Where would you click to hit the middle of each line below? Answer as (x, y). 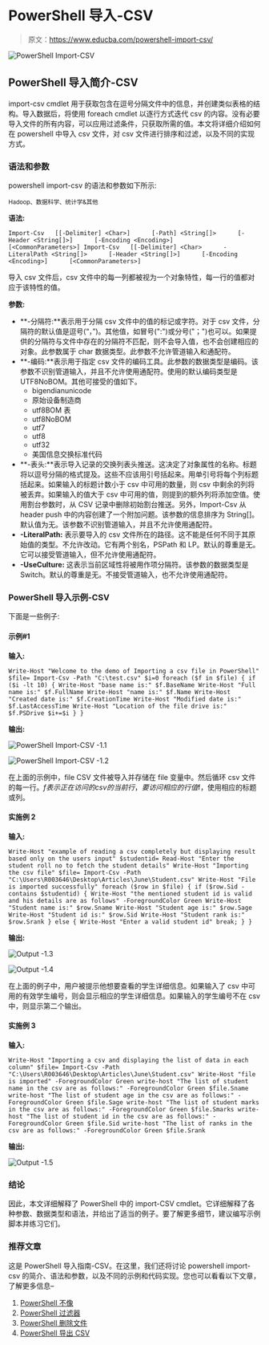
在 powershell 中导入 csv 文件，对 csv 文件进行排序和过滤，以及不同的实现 (132, 133)
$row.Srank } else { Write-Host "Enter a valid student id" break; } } (130, 922)
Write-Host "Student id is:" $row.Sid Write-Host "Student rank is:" (127, 915)
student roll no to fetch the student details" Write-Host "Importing (128, 866)
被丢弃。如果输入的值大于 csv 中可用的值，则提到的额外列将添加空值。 (137, 494)
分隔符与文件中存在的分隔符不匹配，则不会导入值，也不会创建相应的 (146, 342)
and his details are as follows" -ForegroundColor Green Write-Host (125, 900)
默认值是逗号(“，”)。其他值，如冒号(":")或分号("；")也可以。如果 (145, 331)
